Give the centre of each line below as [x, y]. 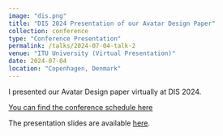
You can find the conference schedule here [81, 107]
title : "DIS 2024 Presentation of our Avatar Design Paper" [112, 23]
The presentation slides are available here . [79, 123]
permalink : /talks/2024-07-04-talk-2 [72, 46]
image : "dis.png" [38, 16]
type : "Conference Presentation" [65, 38]
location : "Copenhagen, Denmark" [65, 69]
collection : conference [49, 31]
